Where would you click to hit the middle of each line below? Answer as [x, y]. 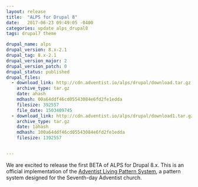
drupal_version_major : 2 [37, 61]
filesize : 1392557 [39, 138]
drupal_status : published [38, 72]
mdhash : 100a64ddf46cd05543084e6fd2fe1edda [71, 133]
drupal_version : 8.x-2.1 [37, 50]
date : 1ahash [33, 127]
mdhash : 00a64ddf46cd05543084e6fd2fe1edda [70, 99]
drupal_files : [24, 78]
